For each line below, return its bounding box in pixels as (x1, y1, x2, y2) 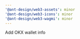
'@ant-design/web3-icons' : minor (5, 12, 73, 17)
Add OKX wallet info (5, 30, 45, 36)
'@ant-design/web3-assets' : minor (5, 7, 76, 12)
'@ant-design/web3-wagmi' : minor (5, 16, 73, 21)
